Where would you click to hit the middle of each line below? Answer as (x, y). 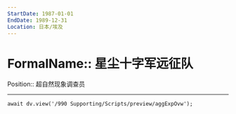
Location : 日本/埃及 (35, 27)
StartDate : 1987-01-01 (40, 14)
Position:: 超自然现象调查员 (46, 84)
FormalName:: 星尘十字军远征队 (100, 63)
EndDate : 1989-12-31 (38, 20)
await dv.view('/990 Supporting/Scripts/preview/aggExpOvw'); (100, 104)
